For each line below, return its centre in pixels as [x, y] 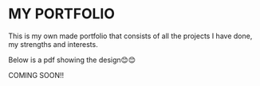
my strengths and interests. [53, 44]
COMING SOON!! [36, 75]
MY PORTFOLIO [62, 14]
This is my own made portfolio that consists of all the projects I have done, [130, 36]
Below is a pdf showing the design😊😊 [72, 60]
